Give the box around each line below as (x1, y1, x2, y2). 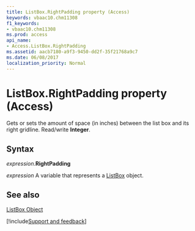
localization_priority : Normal (6, 60, 86, 66)
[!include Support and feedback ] (6, 218, 87, 225)
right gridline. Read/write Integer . (6, 126, 90, 133)
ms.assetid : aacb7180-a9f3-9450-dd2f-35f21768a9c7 (6, 49, 138, 55)
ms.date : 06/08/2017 (6, 54, 59, 61)
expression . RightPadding (6, 160, 71, 167)
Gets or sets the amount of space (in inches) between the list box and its (6, 120, 189, 127)
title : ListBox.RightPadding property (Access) (6, 9, 130, 15)
